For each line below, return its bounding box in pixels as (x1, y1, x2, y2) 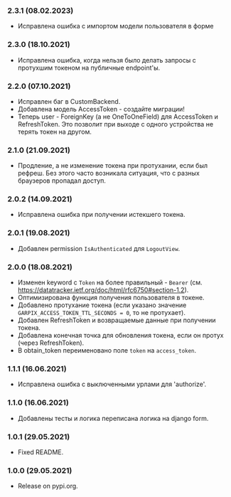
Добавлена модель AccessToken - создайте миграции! (17, 105, 185, 113)
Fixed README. (17, 447, 64, 456)
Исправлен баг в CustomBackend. (17, 97, 121, 105)
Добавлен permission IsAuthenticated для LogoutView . (17, 244, 181, 252)
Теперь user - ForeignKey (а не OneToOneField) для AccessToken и (17, 112, 218, 121)
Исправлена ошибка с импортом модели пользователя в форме (17, 22, 214, 31)
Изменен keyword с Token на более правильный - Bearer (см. (17, 278, 203, 287)
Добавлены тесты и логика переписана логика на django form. (17, 414, 209, 422)
